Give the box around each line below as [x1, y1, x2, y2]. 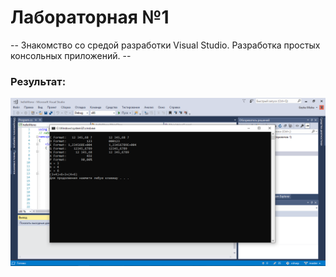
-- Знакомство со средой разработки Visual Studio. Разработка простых [10, 39, 321, 51]
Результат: [10, 74, 67, 88]
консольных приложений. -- [10, 49, 132, 61]
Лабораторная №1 [10, 6, 170, 29]
